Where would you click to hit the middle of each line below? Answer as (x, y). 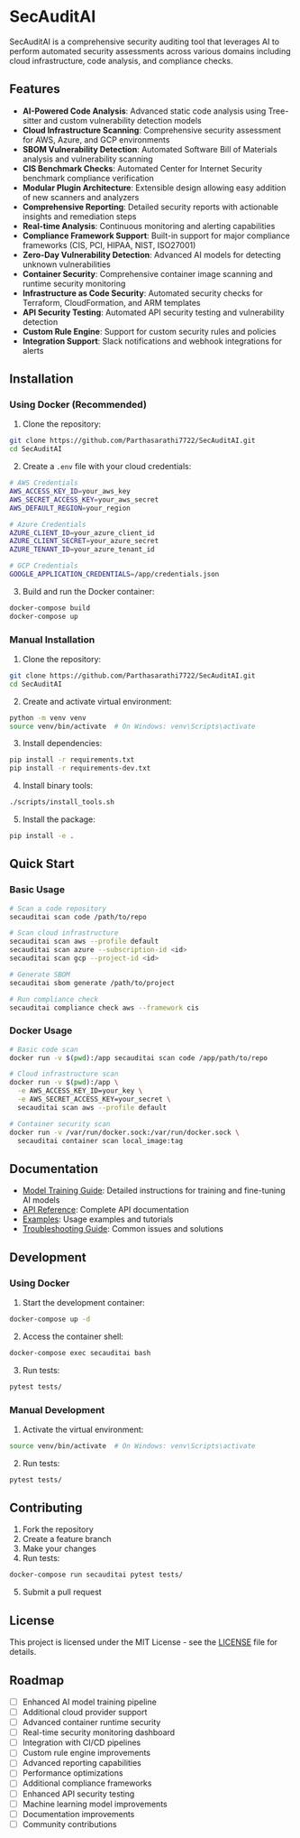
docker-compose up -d (50, 1319)
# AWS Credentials (44, 483)
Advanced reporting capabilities (82, 1763)
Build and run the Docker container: (88, 591)
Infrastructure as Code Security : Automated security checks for (142, 293)
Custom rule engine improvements (86, 1753)
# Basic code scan (44, 1049)
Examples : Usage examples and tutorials (98, 1219)
